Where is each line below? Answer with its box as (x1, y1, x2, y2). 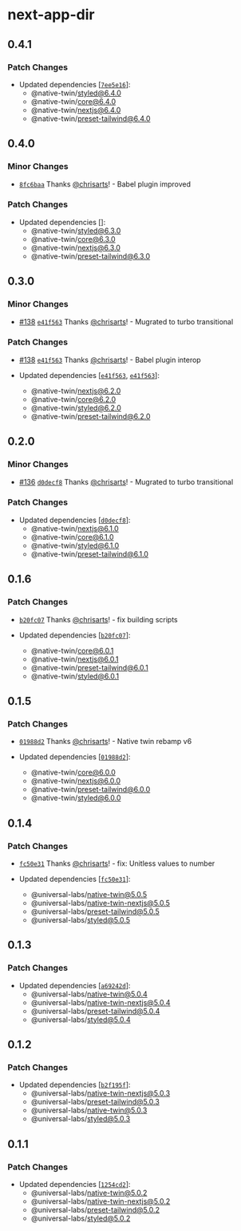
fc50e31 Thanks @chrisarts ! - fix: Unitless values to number (18, 859, 215, 868)
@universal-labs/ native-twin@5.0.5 (30, 889, 148, 899)
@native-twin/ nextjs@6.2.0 (30, 386, 121, 396)
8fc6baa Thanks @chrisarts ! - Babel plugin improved (18, 179, 192, 189)
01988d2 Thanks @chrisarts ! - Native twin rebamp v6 (18, 737, 192, 746)
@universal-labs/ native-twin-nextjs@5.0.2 (30, 1196, 171, 1206)
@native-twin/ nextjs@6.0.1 (30, 654, 119, 664)
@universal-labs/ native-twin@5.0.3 (30, 1105, 148, 1115)
